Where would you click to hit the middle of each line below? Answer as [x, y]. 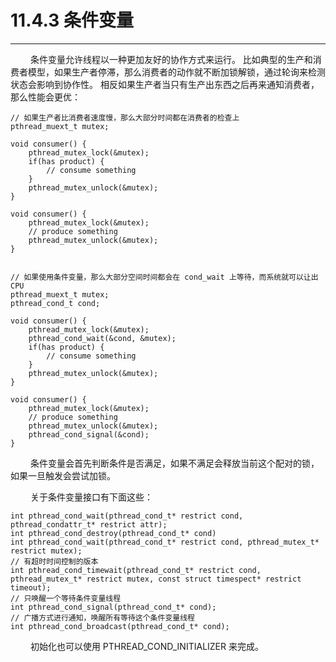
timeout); [31, 587]
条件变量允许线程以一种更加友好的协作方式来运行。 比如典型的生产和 [171, 59]
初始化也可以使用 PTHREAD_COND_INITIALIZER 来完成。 [146, 646]
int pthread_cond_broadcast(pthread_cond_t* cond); [120, 626]
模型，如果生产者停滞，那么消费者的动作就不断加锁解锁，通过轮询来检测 [176, 72]
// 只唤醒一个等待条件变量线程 [66, 598]
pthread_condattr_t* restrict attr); [89, 524]
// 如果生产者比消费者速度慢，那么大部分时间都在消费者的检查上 [125, 117]
